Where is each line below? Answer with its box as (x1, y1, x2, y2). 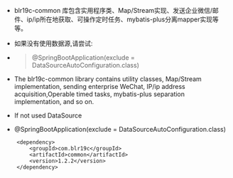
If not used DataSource (13, 111, 82, 120)
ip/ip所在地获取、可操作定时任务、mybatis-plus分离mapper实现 (26, 15, 213, 23)
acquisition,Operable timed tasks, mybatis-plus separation (13, 90, 185, 98)
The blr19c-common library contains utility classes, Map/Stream (13, 75, 202, 83)
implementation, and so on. (13, 98, 94, 105)
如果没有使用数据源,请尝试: (13, 39, 93, 48)
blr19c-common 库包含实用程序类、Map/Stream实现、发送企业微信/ (13, 6, 213, 14)
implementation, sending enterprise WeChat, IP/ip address (13, 83, 186, 90)
